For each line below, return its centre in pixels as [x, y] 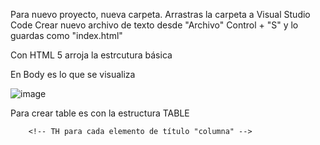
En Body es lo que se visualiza [73, 74]
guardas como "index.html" [66, 35]
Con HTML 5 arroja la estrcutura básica [91, 55]
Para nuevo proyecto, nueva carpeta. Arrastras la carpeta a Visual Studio [160, 14]
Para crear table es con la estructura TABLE [100, 113]
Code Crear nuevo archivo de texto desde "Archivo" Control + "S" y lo [154, 25]
